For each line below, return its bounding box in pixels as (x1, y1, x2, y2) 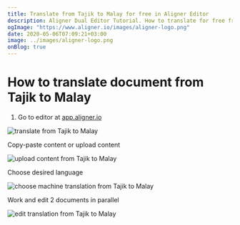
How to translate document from (7, 74, 204, 90)
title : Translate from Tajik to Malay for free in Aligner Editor (7, 10, 209, 18)
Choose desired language (7, 168, 84, 177)
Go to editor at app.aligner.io (17, 112, 102, 121)
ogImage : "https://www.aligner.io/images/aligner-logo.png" (7, 23, 191, 31)
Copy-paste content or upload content (7, 140, 121, 149)
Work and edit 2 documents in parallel (7, 195, 119, 204)
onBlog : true (7, 43, 46, 51)
